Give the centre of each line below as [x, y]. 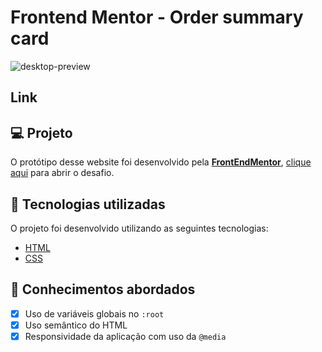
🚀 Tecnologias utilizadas [88, 204]
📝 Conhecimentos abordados [103, 289]
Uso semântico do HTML [76, 325]
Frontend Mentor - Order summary [157, 17]
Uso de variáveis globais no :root [94, 313]
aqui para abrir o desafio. [62, 173]
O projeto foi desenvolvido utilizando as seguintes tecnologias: [139, 228]
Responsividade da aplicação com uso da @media [125, 336]
